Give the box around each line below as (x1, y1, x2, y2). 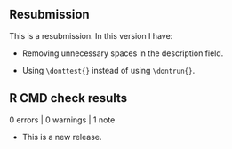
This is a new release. (21, 131, 102, 142)
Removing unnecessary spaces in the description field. (21, 48, 224, 59)
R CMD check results (9, 90, 128, 106)
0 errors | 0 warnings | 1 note (9, 114, 116, 125)
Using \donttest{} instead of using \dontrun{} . (21, 65, 196, 75)
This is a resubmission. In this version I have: (9, 30, 173, 41)
